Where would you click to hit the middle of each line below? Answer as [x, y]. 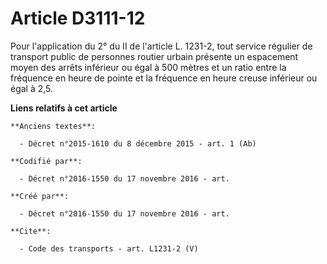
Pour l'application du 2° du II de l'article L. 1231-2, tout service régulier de [161, 46]
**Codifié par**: [46, 161]
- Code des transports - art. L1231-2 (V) [109, 248]
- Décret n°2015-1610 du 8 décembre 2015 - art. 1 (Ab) [138, 143]
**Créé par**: [40, 196]
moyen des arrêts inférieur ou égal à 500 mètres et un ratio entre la [148, 67]
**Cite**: [31, 231]
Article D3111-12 [78, 18]
